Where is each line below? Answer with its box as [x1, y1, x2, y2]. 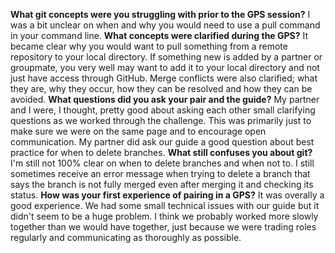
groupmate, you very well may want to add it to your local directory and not [10, 62, 320, 73]
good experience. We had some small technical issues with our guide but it [10, 200, 320, 211]
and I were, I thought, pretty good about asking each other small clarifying [10, 104, 316, 116]
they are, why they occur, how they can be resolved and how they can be [10, 83, 313, 94]
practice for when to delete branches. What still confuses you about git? [10, 147, 313, 158]
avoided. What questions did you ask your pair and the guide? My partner [10, 94, 320, 105]
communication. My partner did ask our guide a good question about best [10, 136, 315, 148]
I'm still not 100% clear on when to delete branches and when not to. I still [10, 157, 315, 169]
